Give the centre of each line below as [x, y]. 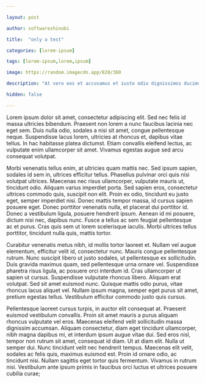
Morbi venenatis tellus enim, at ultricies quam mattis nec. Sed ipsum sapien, [102, 168]
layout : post [23, 17]
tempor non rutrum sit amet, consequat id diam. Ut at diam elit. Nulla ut [95, 341]
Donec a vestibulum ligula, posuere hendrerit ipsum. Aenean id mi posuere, [101, 213]
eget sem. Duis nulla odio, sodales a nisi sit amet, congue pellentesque [95, 130]
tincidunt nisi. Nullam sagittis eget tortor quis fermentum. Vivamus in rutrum [102, 360]
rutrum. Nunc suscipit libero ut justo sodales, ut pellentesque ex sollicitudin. [102, 258]
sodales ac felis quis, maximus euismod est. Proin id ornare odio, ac [92, 354]
